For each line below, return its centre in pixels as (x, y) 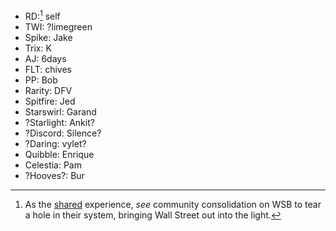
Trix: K (38, 48)
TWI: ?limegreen (58, 26)
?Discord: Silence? (63, 133)
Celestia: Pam (53, 165)
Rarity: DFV (48, 90)
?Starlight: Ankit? (59, 122)
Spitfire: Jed (50, 101)
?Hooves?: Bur (54, 175)
